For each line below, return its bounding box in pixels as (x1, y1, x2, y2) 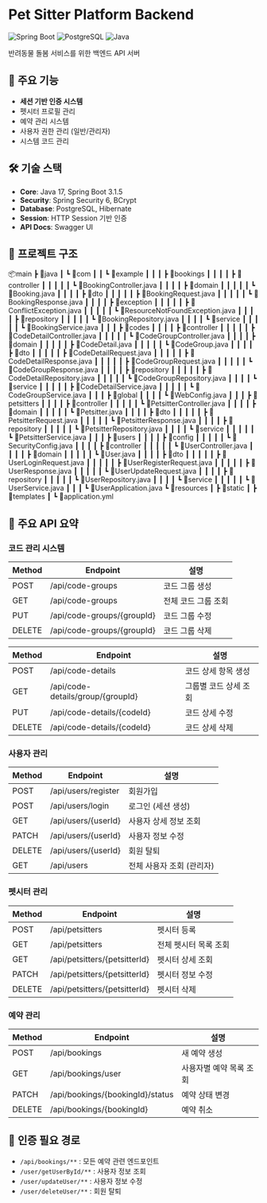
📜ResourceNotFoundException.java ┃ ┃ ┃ (120, 306, 254, 316)
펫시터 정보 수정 (157, 968, 213, 980)
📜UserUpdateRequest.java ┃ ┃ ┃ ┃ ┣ (110, 467, 228, 476)
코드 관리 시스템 (8, 542, 65, 553)
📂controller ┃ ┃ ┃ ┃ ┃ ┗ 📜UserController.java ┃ (105, 441, 254, 451)
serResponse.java (8, 467, 72, 476)
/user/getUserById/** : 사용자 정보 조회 (19, 1166, 146, 1176)
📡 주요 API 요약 (8, 517, 79, 530)
